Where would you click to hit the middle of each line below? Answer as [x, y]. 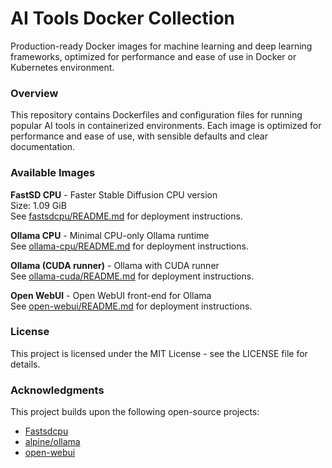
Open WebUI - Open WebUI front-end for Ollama [111, 295]
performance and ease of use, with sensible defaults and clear [139, 136]
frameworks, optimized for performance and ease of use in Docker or [153, 56]
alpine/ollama [52, 442]
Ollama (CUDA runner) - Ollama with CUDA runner [115, 265]
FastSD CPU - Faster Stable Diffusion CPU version [114, 194]
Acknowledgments [57, 390]
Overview [34, 93]
